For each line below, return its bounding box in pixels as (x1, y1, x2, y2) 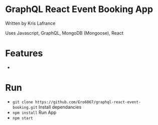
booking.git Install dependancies (12, 104, 82, 110)
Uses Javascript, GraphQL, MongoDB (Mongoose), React (5, 30, 124, 36)
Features (5, 48, 43, 59)
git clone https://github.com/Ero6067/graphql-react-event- (12, 99, 141, 104)
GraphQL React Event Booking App (5, 4, 153, 15)
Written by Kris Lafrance (5, 20, 56, 26)
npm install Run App (12, 109, 57, 115)
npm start (12, 115, 34, 120)
